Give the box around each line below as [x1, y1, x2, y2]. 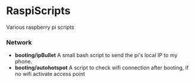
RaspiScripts [6, 4, 71, 18]
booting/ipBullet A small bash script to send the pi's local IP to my [14, 52, 178, 59]
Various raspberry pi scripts [6, 24, 74, 31]
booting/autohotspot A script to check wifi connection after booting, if [14, 64, 189, 71]
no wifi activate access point [14, 71, 85, 78]
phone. [14, 58, 33, 65]
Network [6, 38, 32, 47]
